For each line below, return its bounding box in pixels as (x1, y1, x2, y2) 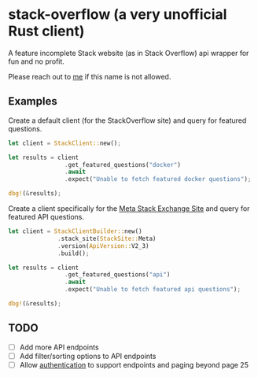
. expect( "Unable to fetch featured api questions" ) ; (64, 286, 241, 294)
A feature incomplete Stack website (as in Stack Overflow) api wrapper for (8, 48, 249, 57)
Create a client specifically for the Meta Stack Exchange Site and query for (8, 204, 250, 213)
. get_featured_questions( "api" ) (64, 271, 171, 279)
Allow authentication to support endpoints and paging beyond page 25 (19, 360, 249, 369)
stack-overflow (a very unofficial (8, 6, 227, 24)
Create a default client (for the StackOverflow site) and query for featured (8, 116, 247, 125)
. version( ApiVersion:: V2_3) (57, 242, 149, 249)
